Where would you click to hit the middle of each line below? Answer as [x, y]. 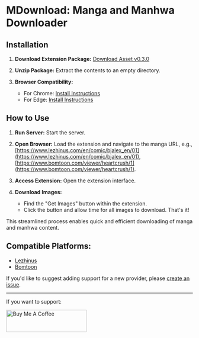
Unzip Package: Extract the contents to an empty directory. [88, 70]
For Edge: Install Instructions [58, 99]
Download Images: [38, 192]
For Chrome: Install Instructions [62, 93]
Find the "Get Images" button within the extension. [85, 203]
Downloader [37, 23]
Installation [27, 45]
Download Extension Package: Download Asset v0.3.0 [82, 59]
